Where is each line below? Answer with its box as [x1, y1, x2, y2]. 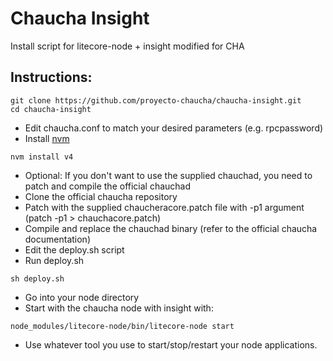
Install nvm [24, 132, 70, 144]
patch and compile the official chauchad [24, 180, 192, 192]
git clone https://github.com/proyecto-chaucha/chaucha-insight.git [10, 95, 302, 106]
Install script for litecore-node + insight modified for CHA [10, 40, 245, 52]
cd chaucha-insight [10, 104, 92, 114]
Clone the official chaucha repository [24, 190, 178, 202]
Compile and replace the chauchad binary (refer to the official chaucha [24, 222, 318, 234]
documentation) [24, 233, 91, 245]
